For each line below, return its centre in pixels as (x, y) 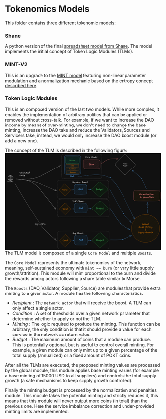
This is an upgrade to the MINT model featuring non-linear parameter (76, 75)
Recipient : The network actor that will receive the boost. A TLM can (82, 303)
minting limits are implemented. (37, 412)
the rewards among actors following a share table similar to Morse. (73, 279)
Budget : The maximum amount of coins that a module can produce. (82, 340)
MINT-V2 (16, 64)
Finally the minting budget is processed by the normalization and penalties (81, 390)
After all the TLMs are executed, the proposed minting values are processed (83, 365)
